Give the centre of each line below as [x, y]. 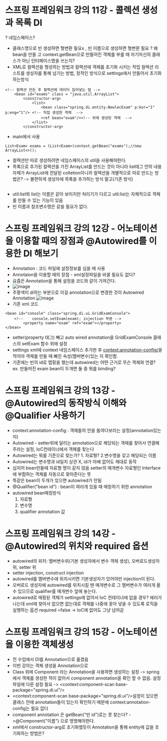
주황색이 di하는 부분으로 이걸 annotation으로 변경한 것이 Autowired [78, 292]
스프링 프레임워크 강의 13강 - [60, 391]
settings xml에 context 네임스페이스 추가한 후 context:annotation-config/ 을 [87, 350]
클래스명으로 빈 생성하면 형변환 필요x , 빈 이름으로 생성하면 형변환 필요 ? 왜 [85, 48]
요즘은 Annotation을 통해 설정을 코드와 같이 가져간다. [64, 281]
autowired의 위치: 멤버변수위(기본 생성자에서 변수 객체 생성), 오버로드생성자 [86, 561]
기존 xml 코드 [25, 304]
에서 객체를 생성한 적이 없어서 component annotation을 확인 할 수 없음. [82, 678]
